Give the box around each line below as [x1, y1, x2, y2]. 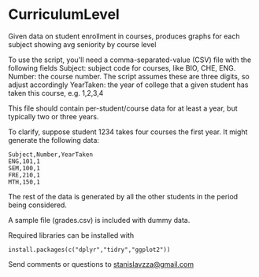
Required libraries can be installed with [8, 230, 135, 240]
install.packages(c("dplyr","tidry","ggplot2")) [8, 246, 171, 253]
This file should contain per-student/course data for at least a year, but [8, 104, 238, 113]
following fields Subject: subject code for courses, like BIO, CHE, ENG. [8, 63, 236, 72]
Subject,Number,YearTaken [8, 151, 93, 159]
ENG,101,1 [8, 157, 41, 166]
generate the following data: [8, 135, 100, 144]
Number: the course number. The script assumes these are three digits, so [8, 71, 250, 81]
